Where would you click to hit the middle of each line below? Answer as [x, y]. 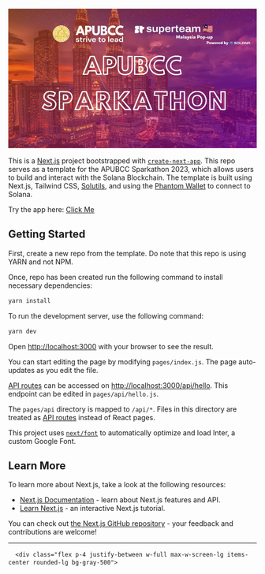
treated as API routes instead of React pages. [82, 417]
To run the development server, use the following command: [106, 315]
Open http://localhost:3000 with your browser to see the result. [111, 346]
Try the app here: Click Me [51, 210]
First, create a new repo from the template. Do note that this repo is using [127, 253]
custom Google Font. [42, 441]
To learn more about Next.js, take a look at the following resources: [117, 485]
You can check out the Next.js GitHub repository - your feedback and [121, 524]
